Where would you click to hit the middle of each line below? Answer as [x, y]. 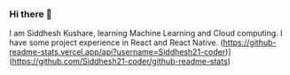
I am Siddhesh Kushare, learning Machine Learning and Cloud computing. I [146, 34]
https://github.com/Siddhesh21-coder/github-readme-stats [120, 62]
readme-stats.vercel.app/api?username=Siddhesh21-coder [118, 52]
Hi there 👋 [31, 14]
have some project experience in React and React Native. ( [116, 42]
